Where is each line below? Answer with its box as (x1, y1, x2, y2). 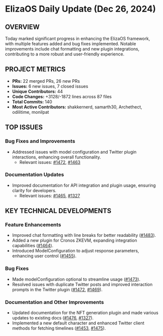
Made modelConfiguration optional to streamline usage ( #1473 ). (12, 276, 141, 282)
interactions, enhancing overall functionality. (12, 154, 101, 160)
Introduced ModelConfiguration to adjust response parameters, (12, 248, 140, 254)
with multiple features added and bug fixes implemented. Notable (5, 41, 136, 47)
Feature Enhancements (5, 221, 61, 228)
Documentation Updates (5, 171, 64, 178)
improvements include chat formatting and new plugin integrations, (5, 46, 140, 52)
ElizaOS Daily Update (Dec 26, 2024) (5, 3, 156, 15)
